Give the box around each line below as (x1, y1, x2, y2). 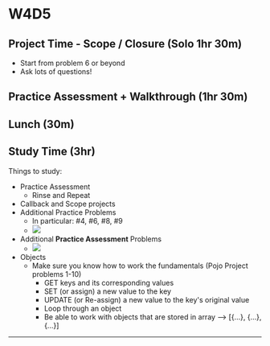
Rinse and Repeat (31, 190, 91, 200)
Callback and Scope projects (19, 199, 116, 208)
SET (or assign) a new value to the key (43, 286, 171, 296)
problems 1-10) (31, 269, 82, 278)
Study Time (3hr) (8, 145, 96, 159)
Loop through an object (43, 303, 122, 313)
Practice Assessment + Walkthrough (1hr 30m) (8, 90, 248, 104)
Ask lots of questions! (19, 67, 92, 76)
